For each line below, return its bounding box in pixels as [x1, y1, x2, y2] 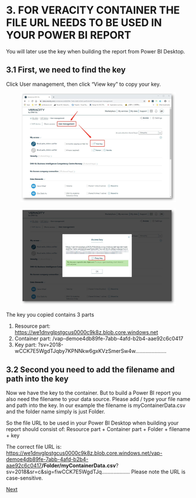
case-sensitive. [6, 474, 43, 482]
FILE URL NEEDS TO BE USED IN [6, 16, 162, 29]
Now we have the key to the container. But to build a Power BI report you [6, 389, 181, 396]
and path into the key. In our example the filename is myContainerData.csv [6, 402, 186, 409]
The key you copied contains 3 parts [6, 311, 95, 318]
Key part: [14, 341, 37, 348]
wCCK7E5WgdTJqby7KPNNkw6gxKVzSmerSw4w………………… [14, 348, 167, 355]
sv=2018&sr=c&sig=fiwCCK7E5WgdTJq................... [6, 468, 130, 475]
